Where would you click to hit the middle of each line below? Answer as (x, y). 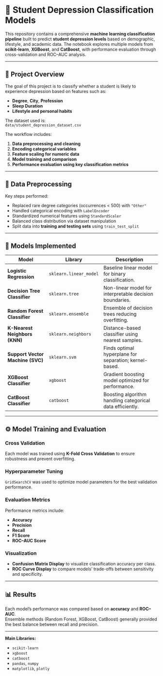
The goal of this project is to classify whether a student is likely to (71, 86)
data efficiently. (121, 407)
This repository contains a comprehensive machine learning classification (80, 34)
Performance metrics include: (35, 510)
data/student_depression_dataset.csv (43, 125)
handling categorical (127, 400)
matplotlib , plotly (31, 668)
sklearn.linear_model (74, 274)
